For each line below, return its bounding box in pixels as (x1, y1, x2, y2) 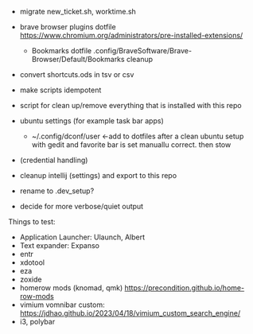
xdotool (19, 258, 45, 267)
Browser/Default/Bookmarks (31, 55, 125, 64)
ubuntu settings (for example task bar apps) (19, 116, 165, 126)
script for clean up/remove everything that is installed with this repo (19, 101, 242, 110)
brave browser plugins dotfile (19, 22, 117, 31)
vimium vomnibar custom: (19, 300, 105, 309)
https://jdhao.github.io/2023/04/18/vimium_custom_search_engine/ (19, 309, 241, 317)
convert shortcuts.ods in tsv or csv (19, 70, 134, 79)
